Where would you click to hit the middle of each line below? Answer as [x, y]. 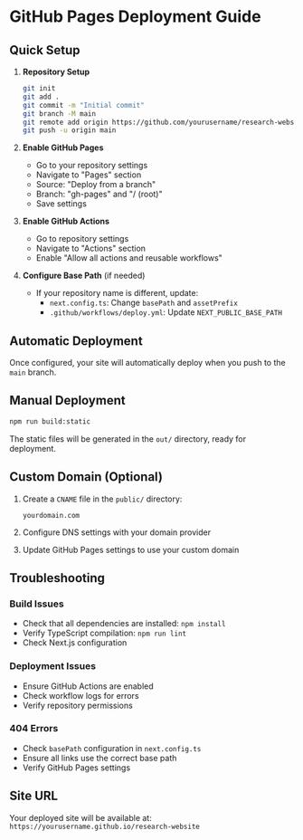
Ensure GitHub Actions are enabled [88, 686]
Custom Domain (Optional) [86, 477]
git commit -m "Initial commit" [83, 105]
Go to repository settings [82, 239]
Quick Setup [45, 50]
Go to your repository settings [92, 166]
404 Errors [34, 729]
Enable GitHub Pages [63, 148]
